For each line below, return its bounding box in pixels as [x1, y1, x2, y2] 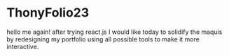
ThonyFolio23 [6, 5, 90, 21]
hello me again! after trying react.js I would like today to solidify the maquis [6, 28, 223, 36]
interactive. [6, 42, 39, 50]
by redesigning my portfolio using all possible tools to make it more [6, 35, 200, 43]
